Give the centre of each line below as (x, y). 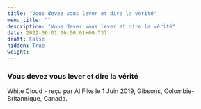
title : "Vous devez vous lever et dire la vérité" (82, 13)
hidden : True (26, 46)
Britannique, (25, 99)
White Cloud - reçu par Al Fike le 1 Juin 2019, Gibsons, (85, 91)
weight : (18, 52)
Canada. (56, 99)
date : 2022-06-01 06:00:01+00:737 (57, 33)
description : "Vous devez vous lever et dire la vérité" (91, 26)
